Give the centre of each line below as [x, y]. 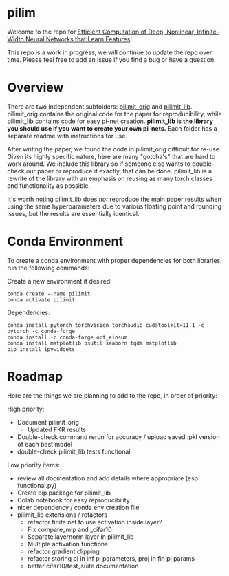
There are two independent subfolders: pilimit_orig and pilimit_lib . [100, 106]
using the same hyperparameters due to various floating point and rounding [115, 206]
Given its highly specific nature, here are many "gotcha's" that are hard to [111, 156]
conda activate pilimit [41, 300]
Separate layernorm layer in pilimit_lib [80, 536]
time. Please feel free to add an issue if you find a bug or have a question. [111, 59]
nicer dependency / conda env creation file [78, 507]
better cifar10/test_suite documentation [83, 566]
